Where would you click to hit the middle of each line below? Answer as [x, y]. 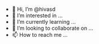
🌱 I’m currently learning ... [44, 22]
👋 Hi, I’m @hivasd [34, 9]
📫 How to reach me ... [40, 35]
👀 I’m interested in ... [37, 15]
